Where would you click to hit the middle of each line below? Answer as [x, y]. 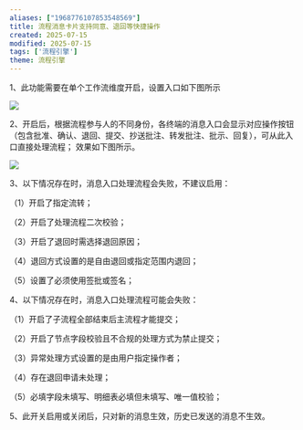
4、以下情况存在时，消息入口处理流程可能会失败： [104, 299]
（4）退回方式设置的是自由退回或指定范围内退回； [104, 261]
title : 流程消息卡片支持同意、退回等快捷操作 [85, 26]
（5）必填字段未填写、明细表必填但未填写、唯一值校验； [116, 397]
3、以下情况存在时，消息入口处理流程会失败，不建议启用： [120, 183]
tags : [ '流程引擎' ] [44, 52]
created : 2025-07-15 [49, 35]
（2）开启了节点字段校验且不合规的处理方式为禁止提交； [116, 338]
